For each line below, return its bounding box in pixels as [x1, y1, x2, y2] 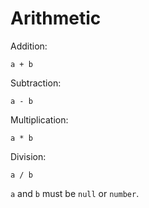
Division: [10, 150, 47, 162]
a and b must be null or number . [10, 187, 140, 199]
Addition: [10, 40, 48, 52]
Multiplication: [10, 113, 69, 126]
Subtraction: [10, 77, 62, 89]
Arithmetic [10, 7, 102, 30]
